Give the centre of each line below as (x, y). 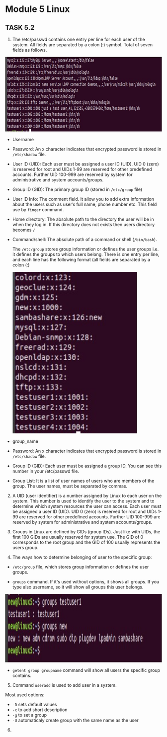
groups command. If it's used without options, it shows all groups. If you (86, 582)
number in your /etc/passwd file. (46, 471)
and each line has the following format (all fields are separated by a (81, 260)
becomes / (24, 230)
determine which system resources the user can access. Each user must (87, 506)
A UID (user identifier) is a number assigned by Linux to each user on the (87, 496)
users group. (25, 547)
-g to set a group (30, 715)
